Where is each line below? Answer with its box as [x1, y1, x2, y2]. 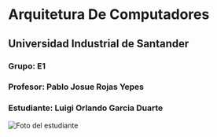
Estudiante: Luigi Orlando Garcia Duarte [8, 102, 164, 113]
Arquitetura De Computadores [8, 6, 210, 24]
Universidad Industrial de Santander [8, 37, 189, 50]
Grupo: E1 [8, 61, 46, 72]
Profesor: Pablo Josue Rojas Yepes [8, 81, 144, 92]
